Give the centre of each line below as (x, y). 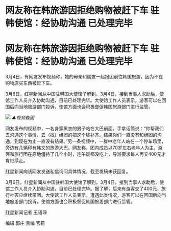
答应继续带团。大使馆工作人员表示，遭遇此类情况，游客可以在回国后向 (88, 195)
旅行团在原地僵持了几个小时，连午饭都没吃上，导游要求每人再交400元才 (90, 154)
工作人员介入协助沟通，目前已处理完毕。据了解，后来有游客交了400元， (86, 189)
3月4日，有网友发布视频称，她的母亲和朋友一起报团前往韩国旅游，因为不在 (84, 77)
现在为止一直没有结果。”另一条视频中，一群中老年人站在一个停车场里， (92, 141)
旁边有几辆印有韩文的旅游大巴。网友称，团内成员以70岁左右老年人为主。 (82, 148)
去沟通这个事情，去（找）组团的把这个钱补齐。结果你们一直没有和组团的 (81, 135)
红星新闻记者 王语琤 (26, 213)
